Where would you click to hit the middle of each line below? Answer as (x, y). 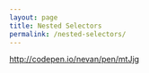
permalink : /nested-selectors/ (68, 34)
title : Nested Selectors (56, 26)
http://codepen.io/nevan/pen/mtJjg (74, 60)
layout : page (34, 17)
